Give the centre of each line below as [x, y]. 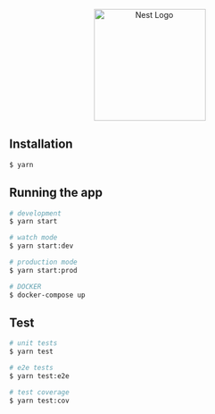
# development [36, 213]
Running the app [56, 193]
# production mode [43, 262]
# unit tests [33, 343]
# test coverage [39, 392]
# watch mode [33, 238]
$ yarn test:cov [39, 401]
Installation [41, 144]
